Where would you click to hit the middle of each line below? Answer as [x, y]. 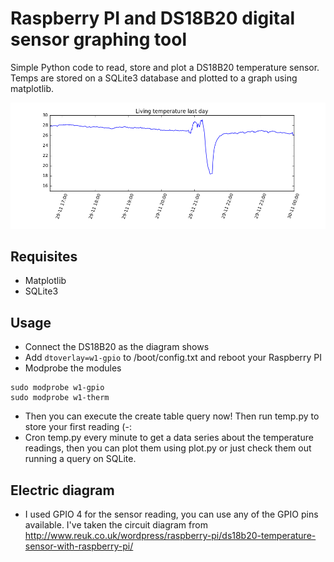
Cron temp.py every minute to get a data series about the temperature [169, 438]
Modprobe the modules [73, 368]
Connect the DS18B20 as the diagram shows [117, 347]
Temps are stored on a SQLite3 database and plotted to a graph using [154, 78]
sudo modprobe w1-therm [60, 398]
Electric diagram [62, 490]
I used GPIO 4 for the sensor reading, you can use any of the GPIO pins [171, 514]
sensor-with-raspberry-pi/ [79, 546]
